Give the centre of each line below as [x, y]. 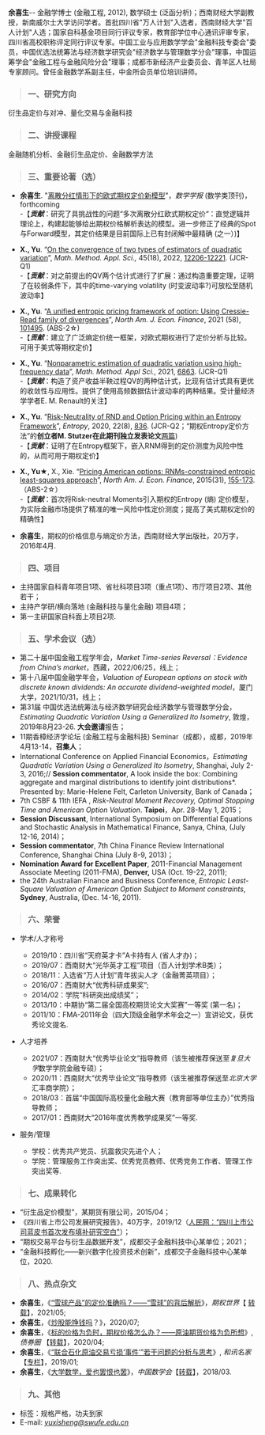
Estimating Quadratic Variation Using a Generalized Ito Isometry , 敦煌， [136, 717]
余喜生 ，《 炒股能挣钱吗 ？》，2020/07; [79, 1323]
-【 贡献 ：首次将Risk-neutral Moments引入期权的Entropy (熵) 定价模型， [136, 499]
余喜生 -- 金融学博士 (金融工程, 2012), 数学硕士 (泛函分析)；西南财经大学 [124, 12]
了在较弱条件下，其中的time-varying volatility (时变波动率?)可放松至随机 [136, 285]
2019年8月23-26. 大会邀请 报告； [73, 727]
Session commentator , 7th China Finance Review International [122, 845]
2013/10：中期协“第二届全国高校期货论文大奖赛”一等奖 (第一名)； [137, 1004]
